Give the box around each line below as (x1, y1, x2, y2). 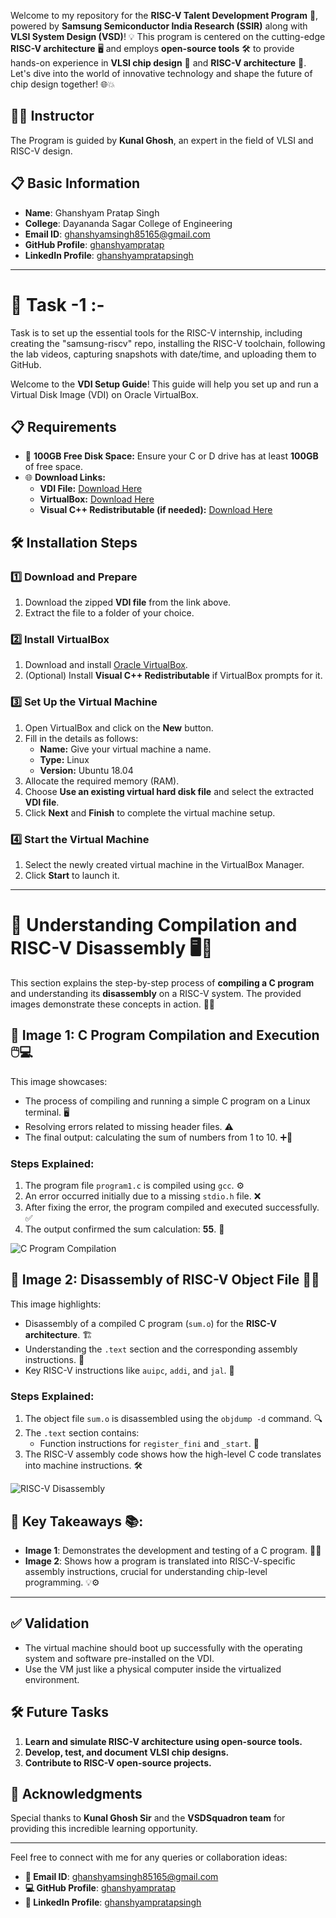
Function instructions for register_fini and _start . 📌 (39, 1438, 260, 1450)
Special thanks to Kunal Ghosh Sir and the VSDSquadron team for (10, 1812, 286, 1824)
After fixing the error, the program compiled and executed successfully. (24, 1201, 320, 1213)
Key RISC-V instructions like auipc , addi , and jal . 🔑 (24, 1364, 235, 1376)
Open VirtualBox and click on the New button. (24, 721, 214, 734)
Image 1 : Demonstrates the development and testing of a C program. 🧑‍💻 (24, 1544, 322, 1556)
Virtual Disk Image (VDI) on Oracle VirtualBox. (10, 388, 199, 400)
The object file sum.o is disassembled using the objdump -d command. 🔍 (24, 1413, 323, 1425)
